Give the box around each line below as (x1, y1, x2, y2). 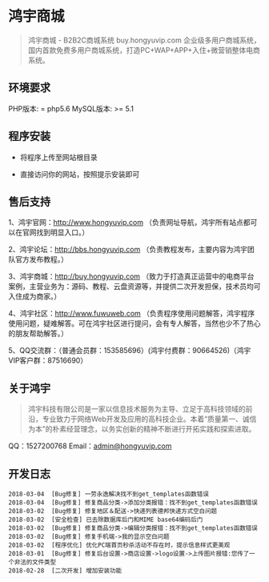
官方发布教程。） (14, 255, 68, 264)
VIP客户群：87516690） (8, 355, 88, 365)
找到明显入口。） (35, 227, 90, 237)
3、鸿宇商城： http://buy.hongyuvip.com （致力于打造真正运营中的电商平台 (8, 271, 255, 281)
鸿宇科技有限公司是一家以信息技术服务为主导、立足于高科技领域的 (27, 404, 246, 414)
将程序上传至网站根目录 (19, 152, 98, 162)
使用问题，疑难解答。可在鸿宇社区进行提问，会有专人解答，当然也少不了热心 (8, 319, 261, 328)
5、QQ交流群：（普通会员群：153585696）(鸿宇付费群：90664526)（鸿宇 (8, 346, 251, 355)
